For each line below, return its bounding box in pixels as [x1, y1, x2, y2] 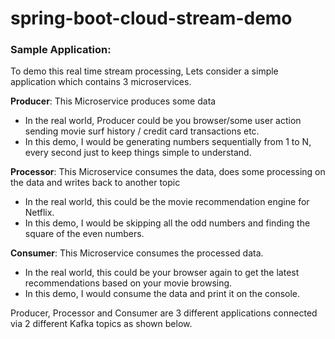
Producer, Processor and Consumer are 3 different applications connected [10, 307, 318, 319]
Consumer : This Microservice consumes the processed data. [10, 247, 264, 259]
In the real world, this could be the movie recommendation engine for [24, 196, 310, 208]
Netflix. [24, 207, 55, 219]
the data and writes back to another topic [10, 177, 181, 189]
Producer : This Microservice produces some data [10, 95, 217, 107]
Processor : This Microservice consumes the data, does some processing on [10, 166, 326, 178]
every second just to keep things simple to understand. [24, 147, 252, 159]
